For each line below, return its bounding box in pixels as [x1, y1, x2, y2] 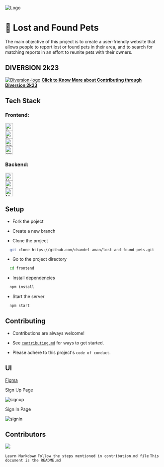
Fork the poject [12, 218, 44, 224]
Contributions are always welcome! [12, 330, 85, 336]
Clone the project [12, 237, 48, 244]
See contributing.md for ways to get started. [12, 339, 104, 346]
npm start [9, 303, 30, 309]
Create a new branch [12, 228, 56, 234]
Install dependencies [12, 275, 56, 281]
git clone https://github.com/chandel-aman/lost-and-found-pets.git [9, 247, 155, 252]
